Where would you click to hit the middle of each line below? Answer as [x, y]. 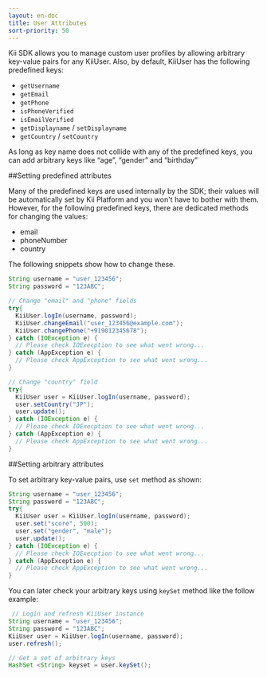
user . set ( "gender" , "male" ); [64, 531]
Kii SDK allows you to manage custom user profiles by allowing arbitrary [127, 53]
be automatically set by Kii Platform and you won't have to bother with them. [133, 199]
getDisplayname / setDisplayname [73, 128]
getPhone [34, 103]
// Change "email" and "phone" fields [73, 301]
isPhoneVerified [47, 112]
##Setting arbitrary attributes [56, 464]
